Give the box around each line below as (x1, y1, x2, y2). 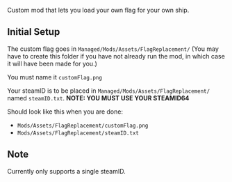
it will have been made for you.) (7, 59, 97, 68)
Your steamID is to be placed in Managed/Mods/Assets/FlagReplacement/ (7, 86, 210, 95)
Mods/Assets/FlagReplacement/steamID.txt (17, 129, 139, 137)
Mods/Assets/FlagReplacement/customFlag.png (17, 122, 149, 129)
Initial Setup (7, 26, 60, 38)
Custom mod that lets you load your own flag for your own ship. (7, 6, 190, 14)
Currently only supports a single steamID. (7, 167, 126, 175)
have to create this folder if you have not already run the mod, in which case (7, 52, 226, 60)
